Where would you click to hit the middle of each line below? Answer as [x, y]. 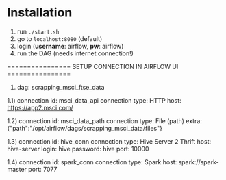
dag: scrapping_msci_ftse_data [61, 87]
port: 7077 [43, 169]
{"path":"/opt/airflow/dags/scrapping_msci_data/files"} [85, 128]
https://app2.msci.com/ [40, 107]
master [17, 169]
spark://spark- [199, 162]
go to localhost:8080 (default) [60, 38]
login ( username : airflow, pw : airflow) [70, 46]
